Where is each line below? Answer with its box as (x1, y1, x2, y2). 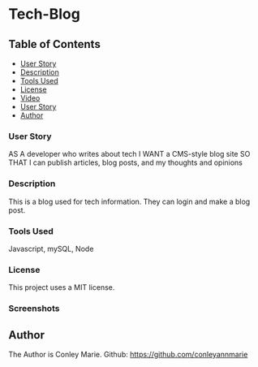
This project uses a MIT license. (8, 283, 115, 292)
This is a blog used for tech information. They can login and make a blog (8, 196, 251, 206)
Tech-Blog (8, 5, 81, 24)
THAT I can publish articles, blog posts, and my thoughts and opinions (8, 158, 243, 167)
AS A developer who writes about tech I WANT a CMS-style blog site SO (8, 149, 251, 159)
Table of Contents (8, 37, 101, 51)
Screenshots (8, 303, 60, 314)
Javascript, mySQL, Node (8, 244, 94, 253)
